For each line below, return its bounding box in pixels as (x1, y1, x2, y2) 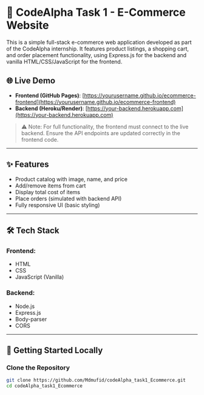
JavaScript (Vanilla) (15, 273, 64, 281)
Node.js (15, 302, 35, 310)
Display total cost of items (15, 188, 81, 195)
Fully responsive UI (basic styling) (15, 201, 100, 209)
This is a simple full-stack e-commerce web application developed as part (6, 38, 192, 46)
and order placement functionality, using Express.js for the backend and (6, 51, 187, 58)
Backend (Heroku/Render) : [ (15, 105, 88, 112)
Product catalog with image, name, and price (15, 175, 127, 183)
